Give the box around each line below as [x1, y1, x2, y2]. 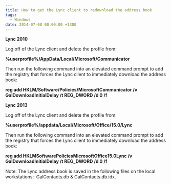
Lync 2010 [5, 36, 28, 42]
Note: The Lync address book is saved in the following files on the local [5, 168, 156, 175]
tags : [5, 12, 17, 17]
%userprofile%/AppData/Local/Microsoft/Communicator [5, 56, 130, 62]
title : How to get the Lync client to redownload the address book [5, 7, 153, 13]
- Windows [10, 17, 31, 22]
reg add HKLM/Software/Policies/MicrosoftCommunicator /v [5, 87, 138, 93]
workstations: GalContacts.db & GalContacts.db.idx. [5, 174, 116, 180]
